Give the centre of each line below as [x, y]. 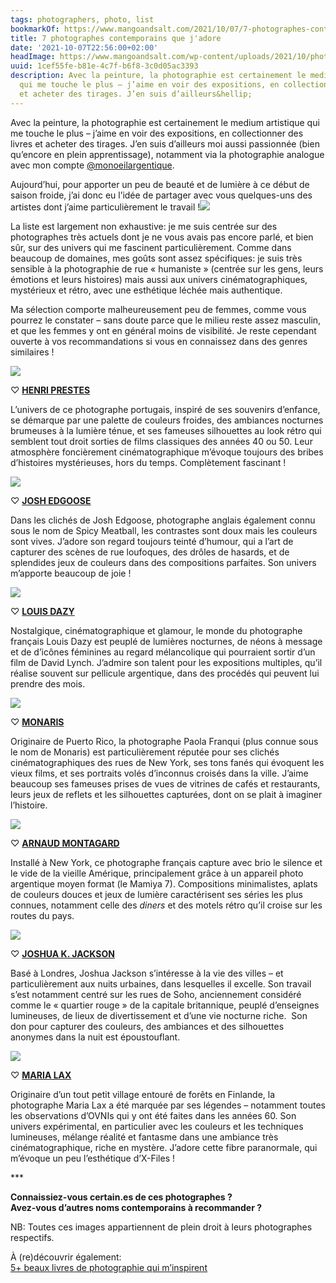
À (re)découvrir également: [66, 1257]
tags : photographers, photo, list [82, 19]
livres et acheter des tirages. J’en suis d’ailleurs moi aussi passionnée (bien [165, 143]
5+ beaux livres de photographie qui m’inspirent [109, 1267]
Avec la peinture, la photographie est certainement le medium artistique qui [165, 122]
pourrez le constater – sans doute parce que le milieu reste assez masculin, [166, 320]
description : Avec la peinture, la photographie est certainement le [158, 76]
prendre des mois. [48, 683]
